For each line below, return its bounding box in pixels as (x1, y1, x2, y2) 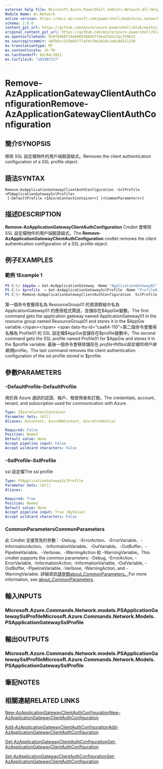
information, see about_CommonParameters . (5, 577, 95, 582)
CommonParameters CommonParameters (5, 526, 105, 533)
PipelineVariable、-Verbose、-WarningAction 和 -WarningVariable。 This (5, 550, 150, 556)
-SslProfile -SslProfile (5, 457, 57, 464)
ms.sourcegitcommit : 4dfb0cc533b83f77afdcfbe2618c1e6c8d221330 (5, 39, 136, 44)
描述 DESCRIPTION (5, 210, 62, 219)
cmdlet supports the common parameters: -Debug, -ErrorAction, (5, 555, 134, 561)
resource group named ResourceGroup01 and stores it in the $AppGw (5, 318, 145, 324)
